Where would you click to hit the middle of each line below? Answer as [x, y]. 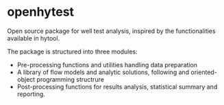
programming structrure [71, 79]
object [26, 79]
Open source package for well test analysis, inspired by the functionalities [111, 31]
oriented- [204, 72]
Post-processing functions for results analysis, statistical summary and [117, 86]
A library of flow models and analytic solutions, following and [103, 72]
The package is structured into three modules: [73, 51]
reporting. [31, 94]
